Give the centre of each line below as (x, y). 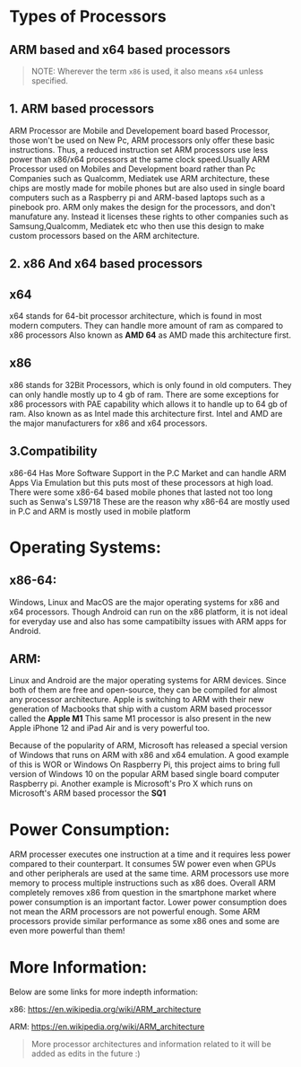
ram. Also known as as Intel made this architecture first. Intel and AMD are (146, 413)
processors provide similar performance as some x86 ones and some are (145, 921)
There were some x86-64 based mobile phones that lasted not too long (141, 492)
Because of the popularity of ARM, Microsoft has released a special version (149, 745)
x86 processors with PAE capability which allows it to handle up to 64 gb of (149, 404)
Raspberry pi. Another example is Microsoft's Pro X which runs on (131, 784)
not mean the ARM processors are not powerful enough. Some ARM (135, 912)
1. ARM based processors (82, 109)
